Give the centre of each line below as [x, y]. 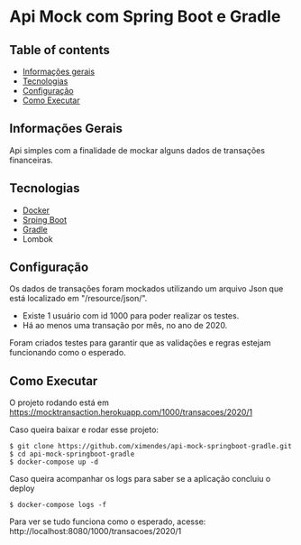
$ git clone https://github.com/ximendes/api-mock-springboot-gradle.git [151, 447]
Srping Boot [45, 219]
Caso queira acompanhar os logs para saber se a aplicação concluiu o [140, 479]
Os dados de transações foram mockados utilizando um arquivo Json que [146, 289]
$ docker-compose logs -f [58, 505]
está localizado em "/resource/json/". [78, 299]
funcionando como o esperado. [68, 353]
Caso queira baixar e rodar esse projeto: [84, 430]
